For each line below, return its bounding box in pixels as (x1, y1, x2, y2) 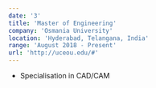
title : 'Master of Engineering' (8, 19, 117, 27)
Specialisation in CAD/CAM (19, 71, 110, 80)
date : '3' (8, 11, 42, 20)
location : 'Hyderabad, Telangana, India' (8, 34, 150, 42)
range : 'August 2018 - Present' (8, 42, 117, 50)
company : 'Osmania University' (8, 26, 113, 34)
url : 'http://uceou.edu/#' (8, 49, 99, 57)
